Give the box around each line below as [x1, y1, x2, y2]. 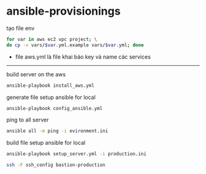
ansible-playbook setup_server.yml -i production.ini [6, 151, 147, 157]
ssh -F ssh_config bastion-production [6, 162, 105, 169]
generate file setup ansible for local [6, 93, 96, 101]
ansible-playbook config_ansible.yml [6, 105, 103, 111]
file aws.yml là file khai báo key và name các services [15, 53, 151, 60]
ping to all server [6, 116, 49, 123]
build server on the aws [6, 70, 66, 78]
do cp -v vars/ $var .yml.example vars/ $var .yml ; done [6, 42, 144, 48]
